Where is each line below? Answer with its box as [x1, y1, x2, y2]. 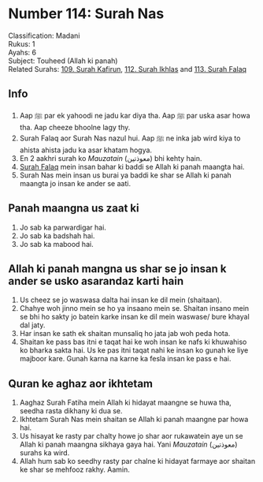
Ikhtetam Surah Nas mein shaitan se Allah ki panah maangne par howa [19, 415, 249, 424]
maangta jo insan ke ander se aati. [19, 178, 131, 188]
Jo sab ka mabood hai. [19, 239, 94, 248]
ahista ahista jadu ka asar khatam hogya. [19, 145, 152, 155]
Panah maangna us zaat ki [8, 202, 139, 215]
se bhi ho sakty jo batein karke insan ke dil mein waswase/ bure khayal [19, 312, 250, 322]
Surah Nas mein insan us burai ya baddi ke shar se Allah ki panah [19, 170, 232, 180]
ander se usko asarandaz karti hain [8, 274, 184, 288]
